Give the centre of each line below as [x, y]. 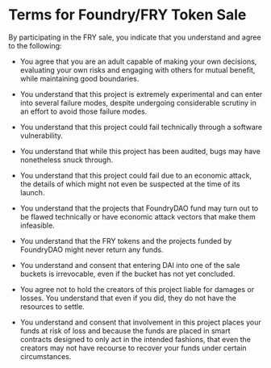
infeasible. [37, 225]
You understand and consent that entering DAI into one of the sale [130, 265]
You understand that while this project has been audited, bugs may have [140, 151]
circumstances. [46, 356]
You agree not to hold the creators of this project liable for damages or [137, 289]
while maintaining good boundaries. [79, 78]
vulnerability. [41, 136]
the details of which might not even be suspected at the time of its [130, 184]
